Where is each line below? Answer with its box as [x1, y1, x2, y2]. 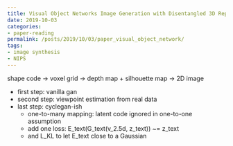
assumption [27, 117, 61, 125]
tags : [7, 42, 23, 49]
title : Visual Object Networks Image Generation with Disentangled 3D [7, 10, 216, 17]
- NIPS [7, 55, 26, 62]
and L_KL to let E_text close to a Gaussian [27, 131, 147, 140]
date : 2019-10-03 [7, 17, 58, 24]
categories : [7, 23, 42, 30]
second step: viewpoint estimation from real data [17, 95, 157, 103]
